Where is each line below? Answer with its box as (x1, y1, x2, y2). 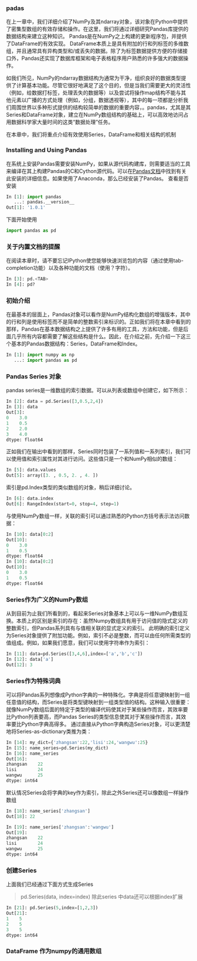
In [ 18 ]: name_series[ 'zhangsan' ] (6, 808, 91, 814)
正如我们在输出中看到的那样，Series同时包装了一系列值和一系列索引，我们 (6, 448, 186, 455)
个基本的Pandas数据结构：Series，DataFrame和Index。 (6, 340, 141, 347)
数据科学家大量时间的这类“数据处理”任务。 (11, 118, 114, 125)
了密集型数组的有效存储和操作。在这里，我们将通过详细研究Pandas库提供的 (6, 25, 189, 33)
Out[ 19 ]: (6, 830, 28, 836)
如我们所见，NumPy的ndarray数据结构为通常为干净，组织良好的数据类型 (6, 74, 181, 82)
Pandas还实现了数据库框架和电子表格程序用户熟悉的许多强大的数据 (21, 55, 184, 62)
